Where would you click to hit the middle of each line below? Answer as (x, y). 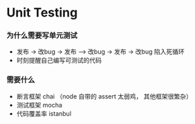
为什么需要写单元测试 (42, 36)
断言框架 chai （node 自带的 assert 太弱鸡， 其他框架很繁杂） (104, 96)
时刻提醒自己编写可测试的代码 (59, 61)
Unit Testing (42, 13)
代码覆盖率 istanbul (44, 113)
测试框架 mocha (39, 105)
